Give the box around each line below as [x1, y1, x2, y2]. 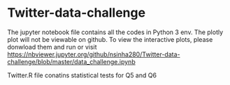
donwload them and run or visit [7, 42, 97, 51]
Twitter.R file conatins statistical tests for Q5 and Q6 [7, 71, 157, 79]
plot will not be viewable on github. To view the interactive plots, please [7, 35, 213, 43]
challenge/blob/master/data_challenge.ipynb [7, 57, 136, 65]
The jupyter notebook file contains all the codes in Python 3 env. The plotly [7, 28, 224, 36]
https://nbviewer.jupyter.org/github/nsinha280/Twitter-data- [7, 50, 180, 59]
